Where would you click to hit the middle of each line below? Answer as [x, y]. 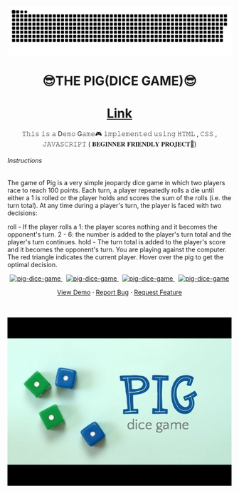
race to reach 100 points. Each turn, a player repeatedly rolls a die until [111, 190]
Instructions [25, 161]
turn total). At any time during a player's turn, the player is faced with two [115, 206]
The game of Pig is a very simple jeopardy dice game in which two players [116, 183]
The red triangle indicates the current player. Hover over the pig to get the [116, 257]
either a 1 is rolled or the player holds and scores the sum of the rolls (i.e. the [119, 198]
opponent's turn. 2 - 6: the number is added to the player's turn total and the [119, 234]
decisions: [22, 213]
